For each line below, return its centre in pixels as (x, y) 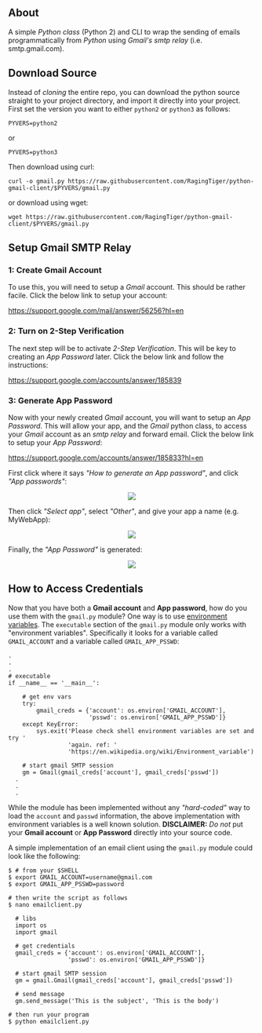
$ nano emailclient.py (45, 905)
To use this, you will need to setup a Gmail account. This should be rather (127, 287)
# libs (26, 918)
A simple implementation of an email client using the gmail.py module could (131, 848)
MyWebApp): (29, 519)
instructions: (28, 365)
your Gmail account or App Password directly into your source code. (120, 832)
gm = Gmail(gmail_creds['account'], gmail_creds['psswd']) (121, 772)
